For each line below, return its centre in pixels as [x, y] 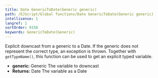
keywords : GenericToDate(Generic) [40, 32]
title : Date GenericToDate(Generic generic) [51, 10]
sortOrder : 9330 [21, 28]
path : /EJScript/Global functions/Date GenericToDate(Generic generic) [79, 14]
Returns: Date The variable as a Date [49, 71]
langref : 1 [16, 23]
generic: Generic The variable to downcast [55, 66]
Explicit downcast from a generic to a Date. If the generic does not [72, 46]
